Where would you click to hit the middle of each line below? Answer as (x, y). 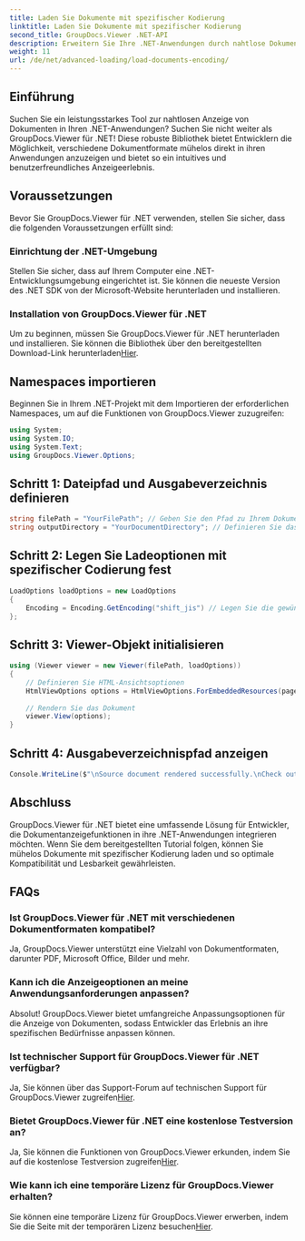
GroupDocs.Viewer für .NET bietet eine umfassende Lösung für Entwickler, (149, 824)
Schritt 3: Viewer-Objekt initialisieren (117, 644)
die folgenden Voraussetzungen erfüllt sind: (92, 228)
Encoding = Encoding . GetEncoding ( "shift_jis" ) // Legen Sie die (150, 608)
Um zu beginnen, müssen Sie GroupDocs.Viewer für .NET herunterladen (144, 334)
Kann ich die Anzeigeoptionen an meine (99, 982)
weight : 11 (30, 52)
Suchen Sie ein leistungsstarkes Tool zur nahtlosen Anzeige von (129, 118)
